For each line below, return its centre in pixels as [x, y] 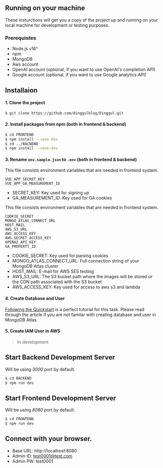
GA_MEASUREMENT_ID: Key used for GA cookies [62, 198]
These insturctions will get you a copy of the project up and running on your [81, 20]
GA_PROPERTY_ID [21, 247]
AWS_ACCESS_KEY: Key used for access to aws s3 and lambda [76, 287]
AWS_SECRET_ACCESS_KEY [28, 238]
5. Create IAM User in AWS [33, 331]
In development [33, 342]
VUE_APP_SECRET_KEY [25, 179]
